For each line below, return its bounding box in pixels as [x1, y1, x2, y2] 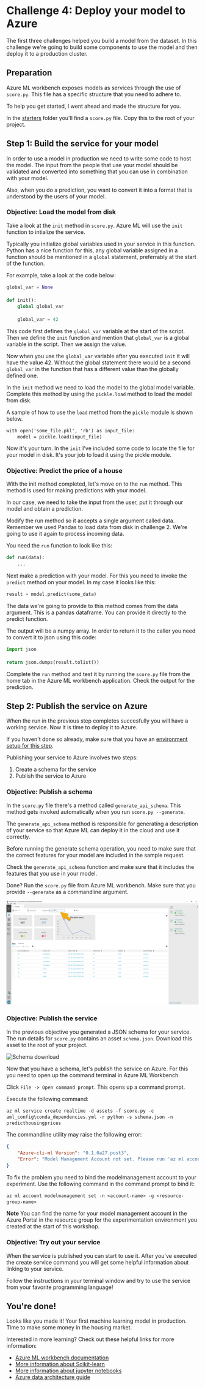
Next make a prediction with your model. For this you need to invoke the [6, 572, 187, 579]
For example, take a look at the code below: [6, 271, 116, 279]
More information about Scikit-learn [15, 1361, 106, 1368]
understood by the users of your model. [6, 192, 106, 200]
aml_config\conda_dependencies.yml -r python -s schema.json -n [6, 1114, 173, 1120]
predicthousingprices [6, 1120, 62, 1126]
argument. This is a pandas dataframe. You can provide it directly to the [6, 609, 187, 616]
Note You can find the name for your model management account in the [6, 1210, 187, 1217]
